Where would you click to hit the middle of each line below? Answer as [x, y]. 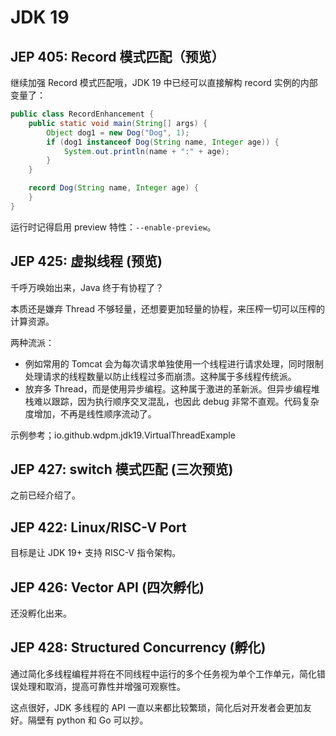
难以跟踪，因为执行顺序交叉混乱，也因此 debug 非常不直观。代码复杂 [176, 401]
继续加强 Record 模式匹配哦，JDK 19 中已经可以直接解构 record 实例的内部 [164, 82]
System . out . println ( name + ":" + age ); [146, 151]
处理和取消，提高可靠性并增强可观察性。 [102, 686]
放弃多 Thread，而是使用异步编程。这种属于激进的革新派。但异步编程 [168, 388]
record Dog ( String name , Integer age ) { [113, 188]
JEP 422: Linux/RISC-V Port [98, 527]
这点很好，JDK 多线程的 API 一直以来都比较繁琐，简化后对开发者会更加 [156, 707]
